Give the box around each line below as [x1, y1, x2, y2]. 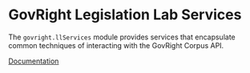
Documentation [8, 56, 59, 66]
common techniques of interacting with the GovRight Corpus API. [8, 40, 224, 50]
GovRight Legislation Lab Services [8, 6, 242, 24]
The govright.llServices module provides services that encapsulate [8, 32, 236, 42]
